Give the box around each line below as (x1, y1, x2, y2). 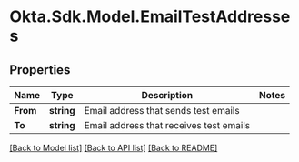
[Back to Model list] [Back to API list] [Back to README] (9, 143, 218, 153)
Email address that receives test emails (84, 119, 251, 131)
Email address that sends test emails (84, 105, 240, 116)
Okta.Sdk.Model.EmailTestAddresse (9, 6, 291, 27)
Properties (9, 62, 71, 77)
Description (141, 89, 194, 101)
